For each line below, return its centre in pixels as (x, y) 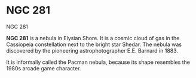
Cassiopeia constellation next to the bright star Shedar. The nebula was (94, 44)
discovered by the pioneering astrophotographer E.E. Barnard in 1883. (92, 50)
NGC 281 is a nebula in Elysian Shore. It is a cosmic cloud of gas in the (93, 38)
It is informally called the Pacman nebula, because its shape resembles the (98, 62)
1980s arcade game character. (44, 68)
